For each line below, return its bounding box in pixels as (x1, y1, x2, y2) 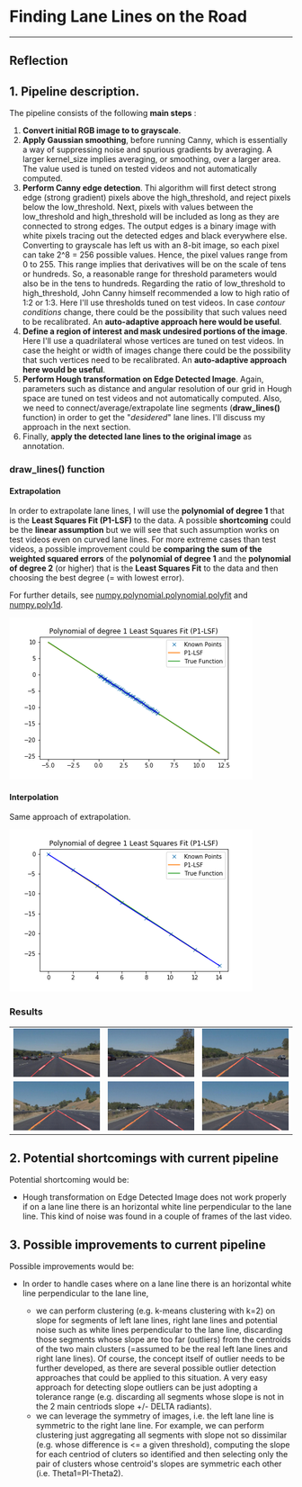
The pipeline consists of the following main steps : (9, 108, 197, 119)
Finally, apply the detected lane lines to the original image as (22, 431, 253, 442)
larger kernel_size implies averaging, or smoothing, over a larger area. (22, 154, 281, 165)
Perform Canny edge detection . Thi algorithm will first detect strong (22, 183, 277, 194)
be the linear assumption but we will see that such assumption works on (9, 525, 280, 536)
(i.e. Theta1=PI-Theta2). (35, 1468, 124, 1479)
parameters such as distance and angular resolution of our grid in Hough (22, 383, 292, 394)
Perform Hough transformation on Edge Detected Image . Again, (22, 374, 264, 384)
